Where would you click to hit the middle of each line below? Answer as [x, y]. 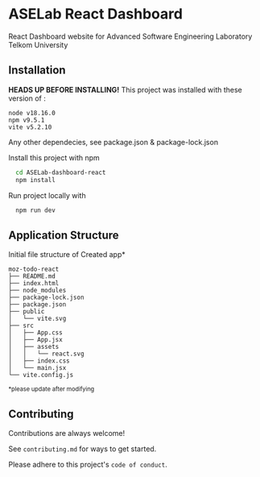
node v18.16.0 [32, 113]
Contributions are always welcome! [67, 433]
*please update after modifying [52, 389]
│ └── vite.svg [37, 319]
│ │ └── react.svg [46, 354]
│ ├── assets [34, 347]
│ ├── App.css [35, 333]
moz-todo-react [34, 270]
